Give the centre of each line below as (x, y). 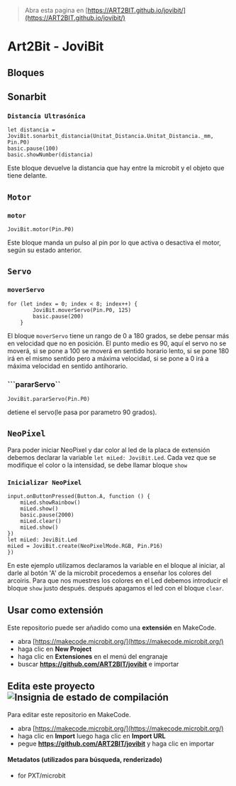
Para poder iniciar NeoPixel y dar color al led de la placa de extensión (109, 450)
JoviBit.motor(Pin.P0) (41, 229)
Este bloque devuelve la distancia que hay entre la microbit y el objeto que (116, 168)
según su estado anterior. (45, 250)
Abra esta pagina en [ (56, 10)
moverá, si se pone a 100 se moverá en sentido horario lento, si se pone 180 (118, 350)
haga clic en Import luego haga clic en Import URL (91, 736)
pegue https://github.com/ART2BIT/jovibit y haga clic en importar (116, 743)
